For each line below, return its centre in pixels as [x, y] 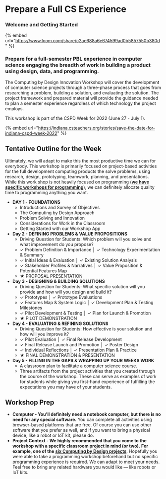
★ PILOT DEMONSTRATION [48, 318]
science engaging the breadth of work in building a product [78, 65]
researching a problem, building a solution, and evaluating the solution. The [82, 92]
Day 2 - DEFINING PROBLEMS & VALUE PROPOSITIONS [70, 234]
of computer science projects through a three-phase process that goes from [83, 87]
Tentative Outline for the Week [53, 149]
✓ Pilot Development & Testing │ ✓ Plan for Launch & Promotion [85, 313]
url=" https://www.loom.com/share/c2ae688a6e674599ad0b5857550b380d [83, 41]
